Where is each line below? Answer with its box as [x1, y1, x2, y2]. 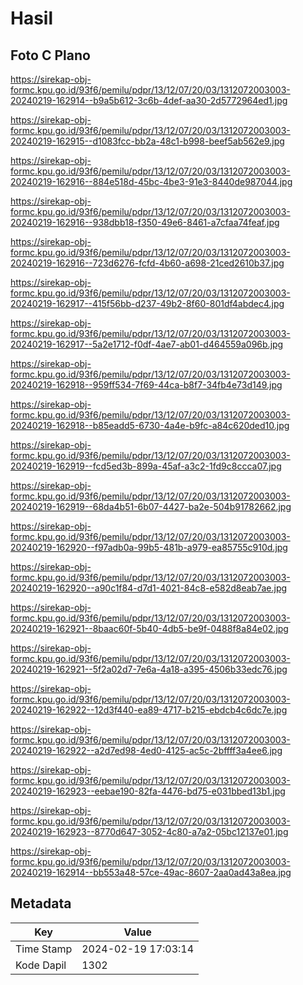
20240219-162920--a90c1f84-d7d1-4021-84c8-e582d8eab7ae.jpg [10, 582, 288, 594]
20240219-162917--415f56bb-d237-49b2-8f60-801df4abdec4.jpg [10, 298, 285, 309]
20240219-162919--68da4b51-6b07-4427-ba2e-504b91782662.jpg [10, 501, 292, 512]
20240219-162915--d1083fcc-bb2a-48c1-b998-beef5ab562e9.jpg [10, 135, 285, 147]
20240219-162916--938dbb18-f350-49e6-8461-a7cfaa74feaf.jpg [10, 217, 280, 228]
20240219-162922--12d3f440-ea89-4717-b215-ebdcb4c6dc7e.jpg [10, 704, 288, 716]
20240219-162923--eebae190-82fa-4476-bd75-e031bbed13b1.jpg [10, 785, 286, 797]
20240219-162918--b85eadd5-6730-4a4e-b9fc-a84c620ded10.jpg [10, 420, 290, 431]
